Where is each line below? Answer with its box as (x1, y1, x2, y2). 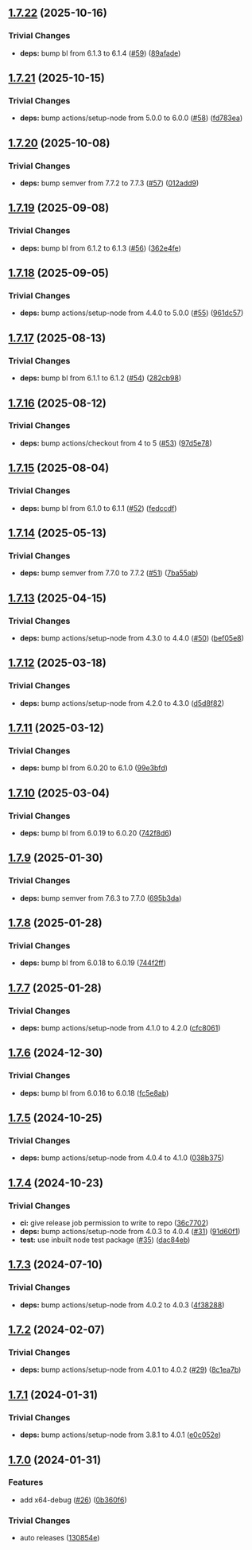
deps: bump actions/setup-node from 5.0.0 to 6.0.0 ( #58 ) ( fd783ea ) (19, 113, 243, 123)
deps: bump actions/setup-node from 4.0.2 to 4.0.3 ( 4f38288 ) (19, 1300, 225, 1310)
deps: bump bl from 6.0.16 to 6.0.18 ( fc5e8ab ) (19, 1088, 169, 1097)
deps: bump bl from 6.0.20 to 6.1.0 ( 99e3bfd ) (19, 763, 169, 773)
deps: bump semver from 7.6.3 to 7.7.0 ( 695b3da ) (19, 893, 182, 902)
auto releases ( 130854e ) (19, 1533, 100, 1543)
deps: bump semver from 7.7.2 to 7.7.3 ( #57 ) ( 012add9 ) (19, 178, 200, 188)
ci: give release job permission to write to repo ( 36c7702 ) (19, 1218, 209, 1228)
